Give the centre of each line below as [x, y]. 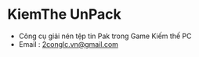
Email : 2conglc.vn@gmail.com [69, 44]
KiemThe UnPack [65, 14]
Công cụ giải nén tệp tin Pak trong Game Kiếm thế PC [105, 36]
